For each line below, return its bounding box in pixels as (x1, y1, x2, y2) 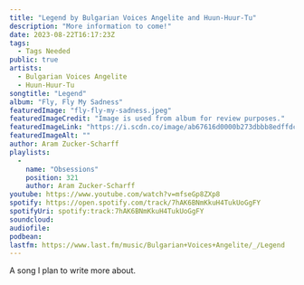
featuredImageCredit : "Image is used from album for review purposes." (9, 114, 285, 123)
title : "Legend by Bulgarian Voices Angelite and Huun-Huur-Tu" (9, 13, 257, 23)
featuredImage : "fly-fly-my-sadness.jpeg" (9, 106, 172, 115)
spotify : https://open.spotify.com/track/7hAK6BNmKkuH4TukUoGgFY (9, 198, 261, 208)
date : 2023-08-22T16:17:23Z (9, 30, 116, 39)
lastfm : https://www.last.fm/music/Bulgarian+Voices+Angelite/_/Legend (9, 241, 285, 250)
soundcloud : (9, 214, 54, 224)
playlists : (9, 147, 51, 157)
